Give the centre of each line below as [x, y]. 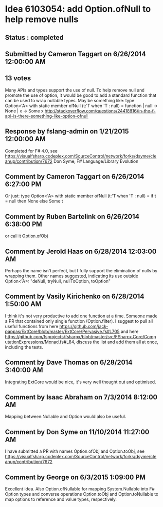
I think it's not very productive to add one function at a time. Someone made [81, 316]
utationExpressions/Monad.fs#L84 [40, 342]
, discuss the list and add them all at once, [116, 342]
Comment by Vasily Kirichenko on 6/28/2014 [75, 297]
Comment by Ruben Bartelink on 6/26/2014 [72, 216]
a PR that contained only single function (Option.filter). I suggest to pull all [79, 321]
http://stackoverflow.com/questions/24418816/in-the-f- [100, 110]
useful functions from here [32, 326]
